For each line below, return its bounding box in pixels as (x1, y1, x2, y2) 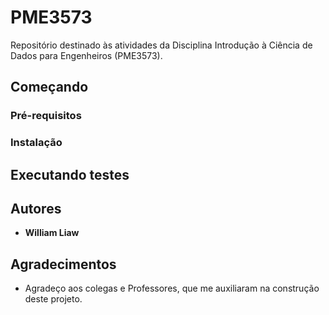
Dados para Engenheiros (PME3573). (10, 49, 163, 61)
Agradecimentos (10, 256, 117, 273)
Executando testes (10, 166, 130, 183)
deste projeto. (24, 293, 83, 305)
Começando (10, 79, 89, 96)
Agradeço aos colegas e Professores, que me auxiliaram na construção (24, 282, 320, 295)
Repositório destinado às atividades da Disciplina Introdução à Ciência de (10, 39, 313, 51)
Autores (10, 200, 62, 217)
